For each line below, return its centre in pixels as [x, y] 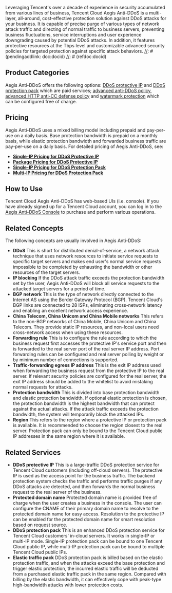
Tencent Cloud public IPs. [40, 552]
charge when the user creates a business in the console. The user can [87, 503]
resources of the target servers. [46, 272]
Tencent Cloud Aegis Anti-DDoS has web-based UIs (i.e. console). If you [82, 201]
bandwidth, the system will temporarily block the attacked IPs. [79, 414]
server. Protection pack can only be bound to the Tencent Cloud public [88, 431]
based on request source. [40, 525]
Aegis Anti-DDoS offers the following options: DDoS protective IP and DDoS [85, 85]
